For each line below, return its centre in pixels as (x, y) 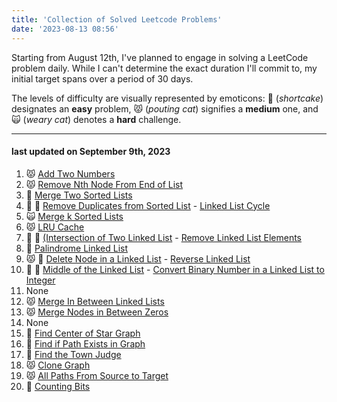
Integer (40, 280)
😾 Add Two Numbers (70, 173)
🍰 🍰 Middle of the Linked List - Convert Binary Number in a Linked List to (175, 269)
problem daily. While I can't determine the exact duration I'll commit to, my (164, 68)
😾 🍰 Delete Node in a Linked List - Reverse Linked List (138, 258)
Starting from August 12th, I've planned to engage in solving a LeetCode (160, 57)
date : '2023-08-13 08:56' (65, 29)
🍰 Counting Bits (58, 386)
